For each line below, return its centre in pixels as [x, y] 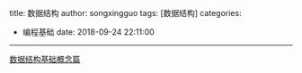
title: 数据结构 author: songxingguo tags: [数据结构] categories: [125, 13]
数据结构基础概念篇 [45, 59]
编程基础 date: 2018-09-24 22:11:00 [88, 32]
